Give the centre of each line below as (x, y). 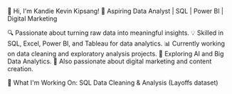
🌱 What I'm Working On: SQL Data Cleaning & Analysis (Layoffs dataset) (113, 83)
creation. (20, 69)
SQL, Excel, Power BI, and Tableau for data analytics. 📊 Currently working (116, 43)
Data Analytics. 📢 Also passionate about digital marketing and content (110, 61)
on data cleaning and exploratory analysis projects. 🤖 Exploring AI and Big (116, 54)
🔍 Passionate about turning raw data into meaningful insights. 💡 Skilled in (116, 33)
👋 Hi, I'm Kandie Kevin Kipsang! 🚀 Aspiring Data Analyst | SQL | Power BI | (116, 11)
